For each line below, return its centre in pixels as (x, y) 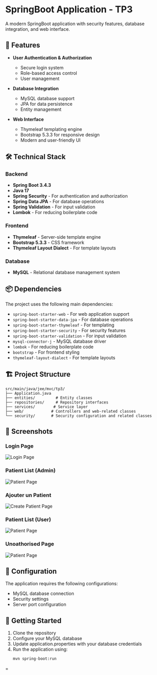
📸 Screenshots (29, 431)
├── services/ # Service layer (47, 407)
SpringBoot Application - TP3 (69, 9)
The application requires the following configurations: (62, 584)
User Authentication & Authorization (52, 57)
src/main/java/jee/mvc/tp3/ (35, 389)
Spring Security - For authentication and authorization (70, 196)
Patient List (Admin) (30, 471)
